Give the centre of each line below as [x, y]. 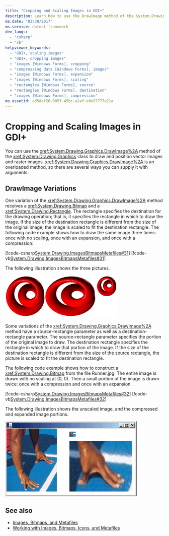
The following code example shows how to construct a [62, 368]
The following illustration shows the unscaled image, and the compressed [81, 409]
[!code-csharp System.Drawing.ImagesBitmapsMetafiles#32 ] [68, 394]
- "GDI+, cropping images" [38, 58]
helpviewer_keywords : [28, 48]
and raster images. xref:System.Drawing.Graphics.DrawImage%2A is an [80, 162]
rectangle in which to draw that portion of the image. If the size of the [77, 348]
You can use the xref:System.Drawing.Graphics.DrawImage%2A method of [83, 151]
